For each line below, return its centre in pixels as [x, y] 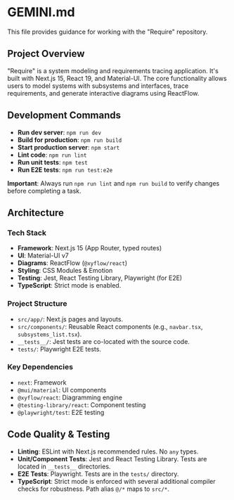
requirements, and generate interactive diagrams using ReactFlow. [103, 93]
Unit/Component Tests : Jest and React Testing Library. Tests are [112, 459]
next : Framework [42, 382]
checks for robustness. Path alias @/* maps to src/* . [93, 489]
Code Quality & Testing [59, 434]
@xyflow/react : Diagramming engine [70, 397]
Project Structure [37, 304]
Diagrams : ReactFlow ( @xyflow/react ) [72, 263]
